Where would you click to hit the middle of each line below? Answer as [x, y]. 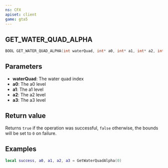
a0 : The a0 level [29, 84]
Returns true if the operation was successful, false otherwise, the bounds [82, 128]
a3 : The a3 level [29, 100]
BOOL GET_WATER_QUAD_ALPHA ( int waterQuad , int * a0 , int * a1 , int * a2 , [80, 51]
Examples [21, 149]
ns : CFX [13, 10]
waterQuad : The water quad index [48, 79]
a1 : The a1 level [28, 89]
